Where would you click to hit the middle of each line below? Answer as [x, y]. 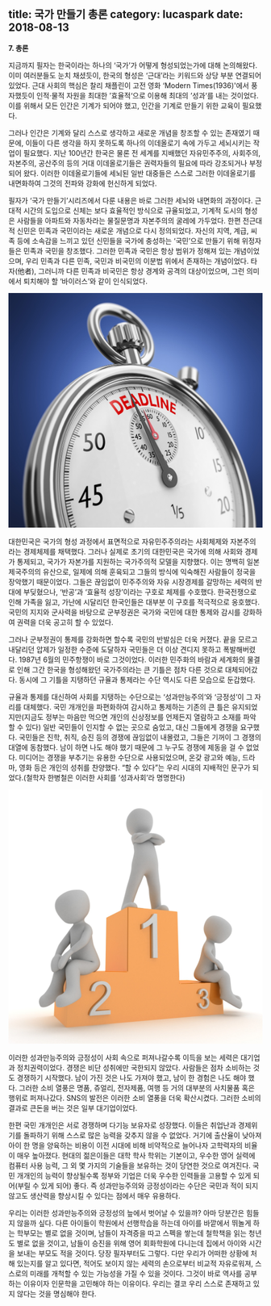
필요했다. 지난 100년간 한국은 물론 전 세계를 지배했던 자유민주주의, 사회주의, [142, 153]
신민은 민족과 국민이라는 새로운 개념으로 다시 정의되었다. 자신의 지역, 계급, [133, 230]
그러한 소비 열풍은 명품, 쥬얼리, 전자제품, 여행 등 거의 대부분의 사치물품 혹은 [137, 1087]
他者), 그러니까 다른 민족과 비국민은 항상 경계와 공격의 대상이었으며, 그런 [131, 271]
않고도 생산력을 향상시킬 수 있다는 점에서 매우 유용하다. [94, 1195]
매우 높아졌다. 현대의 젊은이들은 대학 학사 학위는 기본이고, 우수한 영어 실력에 [136, 1155]
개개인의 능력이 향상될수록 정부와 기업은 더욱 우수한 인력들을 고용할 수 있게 [134, 1175]
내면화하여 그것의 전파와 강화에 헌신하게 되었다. [83, 183]
